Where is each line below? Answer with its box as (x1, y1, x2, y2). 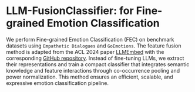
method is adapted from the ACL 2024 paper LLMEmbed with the (6, 48, 164, 55)
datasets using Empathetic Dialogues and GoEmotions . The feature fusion (6, 42, 181, 49)
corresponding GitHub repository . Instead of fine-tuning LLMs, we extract (6, 54, 184, 62)
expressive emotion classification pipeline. (6, 79, 109, 86)
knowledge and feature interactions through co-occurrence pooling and (6, 67, 180, 74)
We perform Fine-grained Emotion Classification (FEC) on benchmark (6, 36, 174, 43)
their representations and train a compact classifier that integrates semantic (6, 60, 190, 68)
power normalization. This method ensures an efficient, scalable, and (6, 73, 173, 80)
